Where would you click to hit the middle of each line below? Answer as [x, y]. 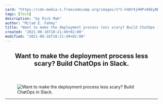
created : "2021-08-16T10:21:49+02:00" [44, 32]
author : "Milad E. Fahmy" [31, 23]
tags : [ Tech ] [18, 14]
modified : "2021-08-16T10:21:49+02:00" [45, 37]
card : [10, 9]
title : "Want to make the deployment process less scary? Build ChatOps [80, 28]
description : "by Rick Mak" [33, 18]
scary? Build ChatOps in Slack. [81, 64]
